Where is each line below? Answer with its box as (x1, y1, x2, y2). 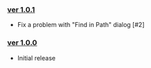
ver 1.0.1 (7, 5, 35, 15)
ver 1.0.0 (7, 38, 38, 48)
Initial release (17, 53, 56, 62)
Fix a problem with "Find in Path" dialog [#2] (17, 21, 145, 29)
